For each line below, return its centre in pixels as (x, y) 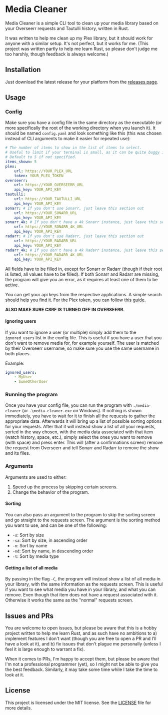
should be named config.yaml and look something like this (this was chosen (83, 133)
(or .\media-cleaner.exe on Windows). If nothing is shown (82, 411)
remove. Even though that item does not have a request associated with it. (81, 595)
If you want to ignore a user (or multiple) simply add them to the (71, 332)
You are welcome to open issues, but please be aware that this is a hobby (81, 628)
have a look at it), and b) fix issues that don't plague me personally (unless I (83, 643)
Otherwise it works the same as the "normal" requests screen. (69, 600)
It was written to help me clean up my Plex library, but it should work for (79, 38)
